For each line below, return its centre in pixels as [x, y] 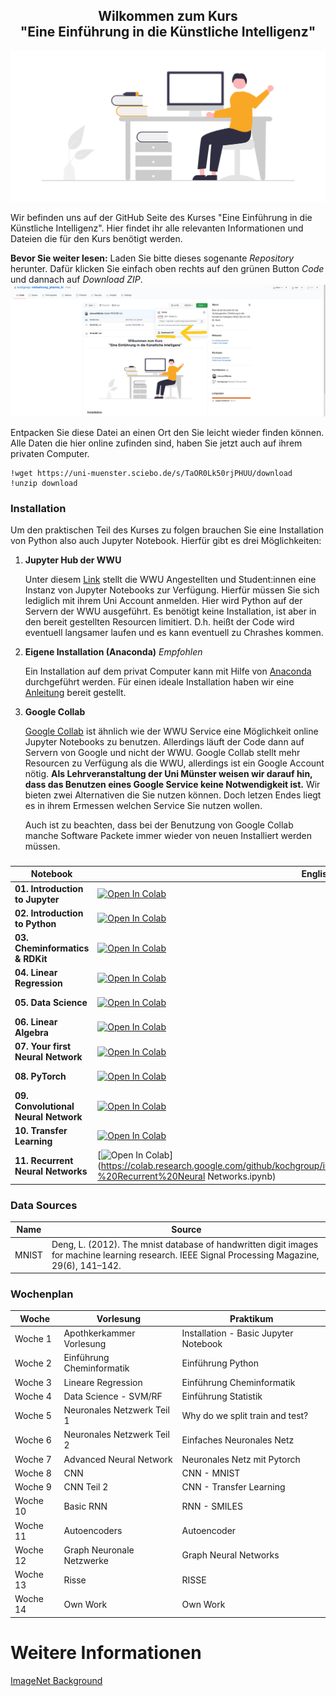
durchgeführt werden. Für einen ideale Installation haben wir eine [159, 681]
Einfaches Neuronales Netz [238, 1440]
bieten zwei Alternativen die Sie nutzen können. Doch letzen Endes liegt [173, 795]
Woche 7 [33, 1459]
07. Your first [43, 1046]
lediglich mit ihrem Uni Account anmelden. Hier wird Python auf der [163, 600]
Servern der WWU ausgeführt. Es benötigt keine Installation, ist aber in [170, 611]
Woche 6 [33, 1440]
